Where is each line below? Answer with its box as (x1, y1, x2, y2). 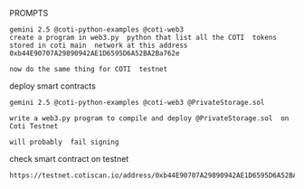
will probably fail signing (9, 137, 119, 146)
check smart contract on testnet (9, 154, 129, 164)
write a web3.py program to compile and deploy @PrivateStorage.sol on (9, 114, 290, 123)
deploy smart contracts (9, 80, 97, 91)
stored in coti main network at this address (9, 41, 188, 50)
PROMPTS (9, 8, 49, 18)
